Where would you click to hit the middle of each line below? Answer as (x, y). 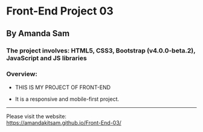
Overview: (22, 74)
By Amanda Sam (38, 33)
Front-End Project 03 (60, 11)
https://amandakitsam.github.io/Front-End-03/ (64, 122)
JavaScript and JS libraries (47, 58)
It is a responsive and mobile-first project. (67, 99)
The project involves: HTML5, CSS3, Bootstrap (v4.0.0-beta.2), (101, 51)
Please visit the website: (36, 116)
